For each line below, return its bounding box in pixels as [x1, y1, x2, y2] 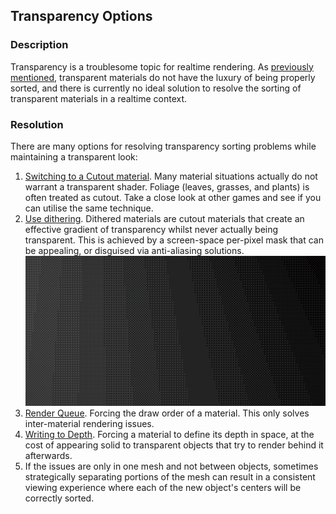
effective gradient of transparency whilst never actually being [24, 223, 279, 235]
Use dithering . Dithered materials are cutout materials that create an [24, 212, 305, 224]
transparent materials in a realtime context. [10, 92, 188, 104]
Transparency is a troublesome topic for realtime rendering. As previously [10, 60, 314, 73]
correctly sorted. [24, 492, 95, 504]
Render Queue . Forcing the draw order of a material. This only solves [24, 407, 310, 419]
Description [10, 38, 69, 52]
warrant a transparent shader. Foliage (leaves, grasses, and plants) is [24, 180, 310, 193]
